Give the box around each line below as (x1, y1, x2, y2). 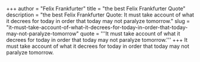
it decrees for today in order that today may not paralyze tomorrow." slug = (6, 18, 190, 24)
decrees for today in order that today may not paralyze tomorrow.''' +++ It (6, 37, 188, 43)
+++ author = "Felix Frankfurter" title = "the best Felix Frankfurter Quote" (6, 5, 186, 12)
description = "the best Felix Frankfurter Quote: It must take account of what (6, 11, 195, 18)
